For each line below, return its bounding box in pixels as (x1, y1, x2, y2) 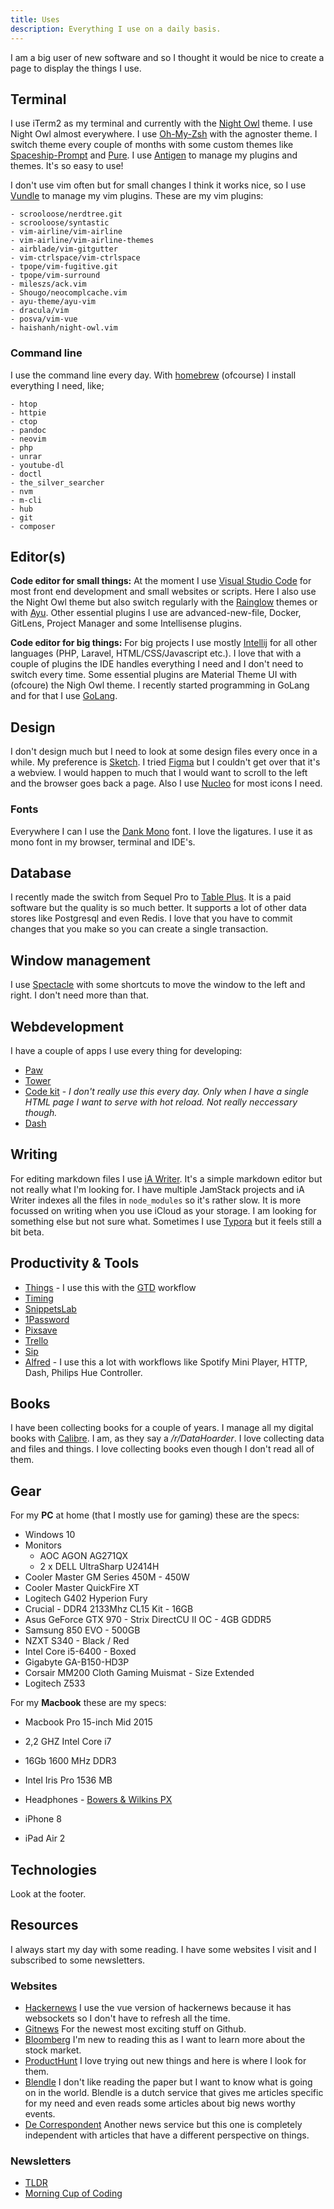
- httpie (10, 407, 47, 418)
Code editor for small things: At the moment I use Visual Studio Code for (10, 575, 312, 587)
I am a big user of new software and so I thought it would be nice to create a (10, 51, 325, 63)
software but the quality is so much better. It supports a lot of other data (10, 902, 307, 914)
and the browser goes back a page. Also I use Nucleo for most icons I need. (10, 777, 323, 790)
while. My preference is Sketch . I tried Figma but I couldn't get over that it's (10, 756, 321, 768)
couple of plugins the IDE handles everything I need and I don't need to (10, 658, 304, 670)
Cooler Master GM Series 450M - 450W (24, 1571, 190, 1583)
